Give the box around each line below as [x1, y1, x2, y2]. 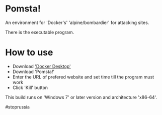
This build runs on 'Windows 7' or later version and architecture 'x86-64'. [5, 94, 157, 100]
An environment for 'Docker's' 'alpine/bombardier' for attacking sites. [5, 19, 149, 25]
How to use [5, 47, 53, 58]
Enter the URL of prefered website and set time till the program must [12, 73, 154, 80]
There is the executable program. [5, 29, 74, 35]
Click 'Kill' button [12, 84, 48, 90]
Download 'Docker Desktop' [12, 63, 71, 69]
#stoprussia [5, 103, 30, 110]
